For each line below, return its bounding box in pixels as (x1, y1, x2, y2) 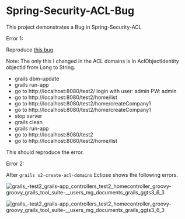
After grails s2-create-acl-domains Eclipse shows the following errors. (6, 171, 178, 178)
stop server (14, 112, 43, 119)
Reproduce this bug (6, 46, 54, 53)
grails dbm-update (14, 75, 60, 82)
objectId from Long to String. (6, 63, 76, 71)
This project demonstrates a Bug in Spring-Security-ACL (6, 23, 142, 30)
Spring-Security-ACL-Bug (6, 4, 135, 18)
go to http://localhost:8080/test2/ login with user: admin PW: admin (14, 87, 177, 94)
